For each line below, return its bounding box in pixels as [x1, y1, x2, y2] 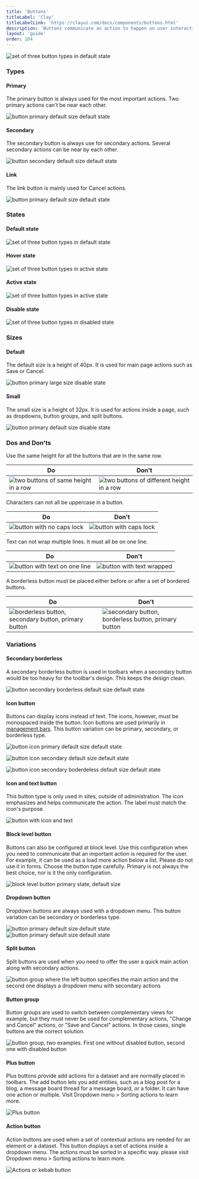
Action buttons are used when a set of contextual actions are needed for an [6, 1136, 191, 1143]
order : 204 [6, 36, 33, 42]
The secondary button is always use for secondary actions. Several [6, 140, 171, 147]
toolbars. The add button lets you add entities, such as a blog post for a [6, 1079, 181, 1086]
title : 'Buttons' [6, 8, 49, 15]
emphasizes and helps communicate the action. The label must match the [6, 799, 187, 807]
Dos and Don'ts [6, 438, 52, 447]
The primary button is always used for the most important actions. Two [6, 95, 179, 103]
